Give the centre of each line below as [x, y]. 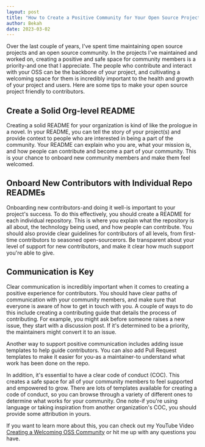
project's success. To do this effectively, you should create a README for [99, 214]
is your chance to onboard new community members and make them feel [98, 158]
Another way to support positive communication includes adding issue [95, 343]
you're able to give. [31, 253]
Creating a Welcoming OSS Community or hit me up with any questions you [101, 432]
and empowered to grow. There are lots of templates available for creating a [102, 388]
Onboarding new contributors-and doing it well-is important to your [91, 207]
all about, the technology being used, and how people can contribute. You [99, 227]
